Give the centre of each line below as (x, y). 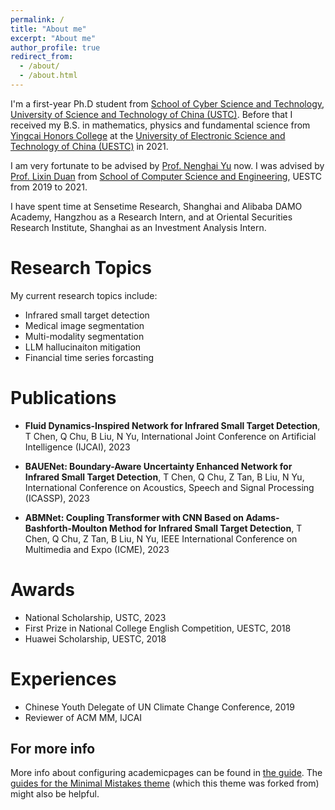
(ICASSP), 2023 (57, 498)
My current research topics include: (84, 295)
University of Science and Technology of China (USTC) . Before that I (151, 114)
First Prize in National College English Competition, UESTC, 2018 (158, 628)
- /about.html (48, 76)
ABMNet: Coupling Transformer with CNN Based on (134, 517)
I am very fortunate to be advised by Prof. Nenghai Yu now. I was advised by (167, 165)
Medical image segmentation (84, 325)
